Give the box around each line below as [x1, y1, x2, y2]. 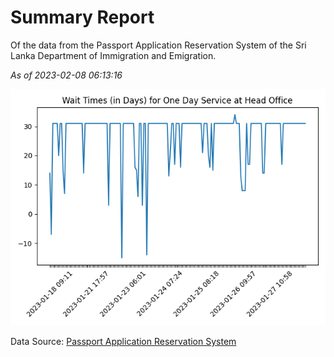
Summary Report [10, 6, 155, 29]
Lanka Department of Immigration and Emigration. [10, 49, 217, 61]
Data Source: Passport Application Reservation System [10, 335, 237, 347]
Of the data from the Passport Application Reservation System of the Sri [10, 39, 307, 51]
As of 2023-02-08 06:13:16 [10, 69, 123, 81]
